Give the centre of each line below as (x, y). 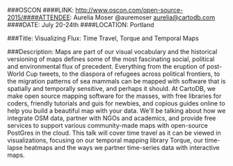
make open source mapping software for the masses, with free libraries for (114, 96)
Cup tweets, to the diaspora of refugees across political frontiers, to (123, 74)
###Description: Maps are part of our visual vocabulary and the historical (112, 52)
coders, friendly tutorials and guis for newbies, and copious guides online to (116, 103)
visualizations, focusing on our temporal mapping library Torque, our (105, 140)
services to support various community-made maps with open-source (108, 125)
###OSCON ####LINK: (41, 10)
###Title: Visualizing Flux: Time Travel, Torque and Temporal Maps (103, 38)
